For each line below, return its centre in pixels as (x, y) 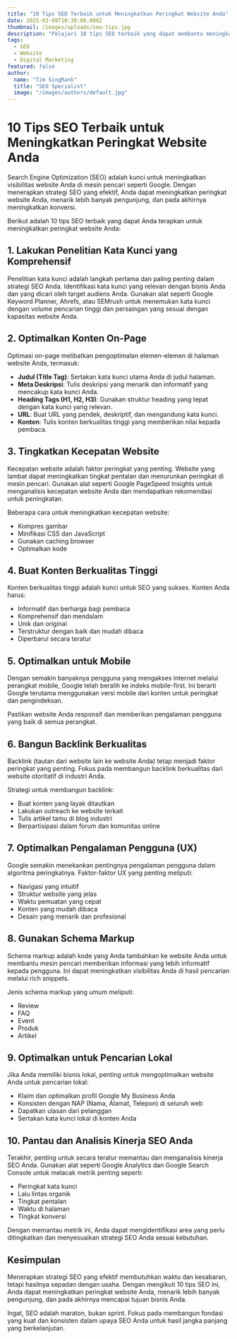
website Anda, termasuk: (43, 363)
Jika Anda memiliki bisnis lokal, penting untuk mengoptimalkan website (110, 1075)
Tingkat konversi (42, 1217)
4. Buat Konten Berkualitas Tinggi (83, 571)
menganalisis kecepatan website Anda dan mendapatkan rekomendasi (110, 491)
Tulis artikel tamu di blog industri (65, 818)
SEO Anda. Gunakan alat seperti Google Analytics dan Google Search (108, 1165)
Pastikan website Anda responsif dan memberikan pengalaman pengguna (115, 714)
